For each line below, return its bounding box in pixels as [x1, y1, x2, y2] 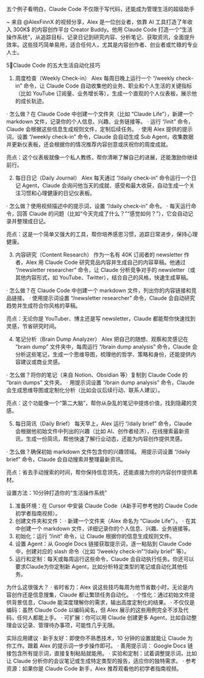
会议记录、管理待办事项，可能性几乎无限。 [11, 621, 118, 629]
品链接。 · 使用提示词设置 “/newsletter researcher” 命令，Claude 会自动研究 [6, 295, 195, 301]
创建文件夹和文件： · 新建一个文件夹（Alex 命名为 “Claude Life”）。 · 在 [15, 517, 191, 525]
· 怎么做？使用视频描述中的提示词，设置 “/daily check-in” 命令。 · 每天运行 [6, 203, 191, 209]
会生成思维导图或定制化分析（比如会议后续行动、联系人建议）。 [6, 386, 163, 394]
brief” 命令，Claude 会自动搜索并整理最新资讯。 [6, 456, 126, 463]
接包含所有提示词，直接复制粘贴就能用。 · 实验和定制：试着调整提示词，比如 [6, 650, 197, 657]
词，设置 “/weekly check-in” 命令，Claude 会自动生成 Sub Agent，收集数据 [6, 133, 194, 140]
